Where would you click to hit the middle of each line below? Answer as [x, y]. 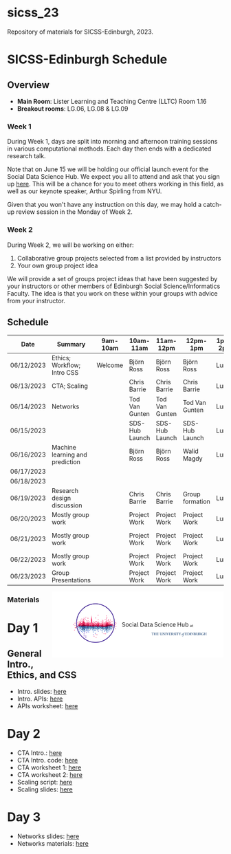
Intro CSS [65, 373]
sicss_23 [33, 13]
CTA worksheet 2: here [49, 775]
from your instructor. [36, 300]
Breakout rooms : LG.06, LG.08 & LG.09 [73, 109]
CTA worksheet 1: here [49, 767]
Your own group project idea [57, 265]
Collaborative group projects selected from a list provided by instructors [119, 258]
